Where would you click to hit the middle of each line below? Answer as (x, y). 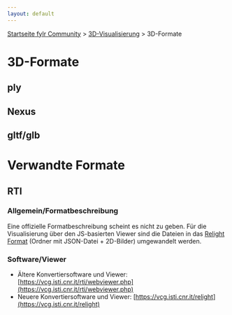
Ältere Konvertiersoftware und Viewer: (72, 274)
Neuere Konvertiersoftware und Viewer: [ (77, 297)
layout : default (31, 14)
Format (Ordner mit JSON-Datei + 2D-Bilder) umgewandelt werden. (104, 241)
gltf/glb (24, 135)
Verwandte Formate (66, 166)
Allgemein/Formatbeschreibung (63, 211)
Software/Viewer (37, 259)
